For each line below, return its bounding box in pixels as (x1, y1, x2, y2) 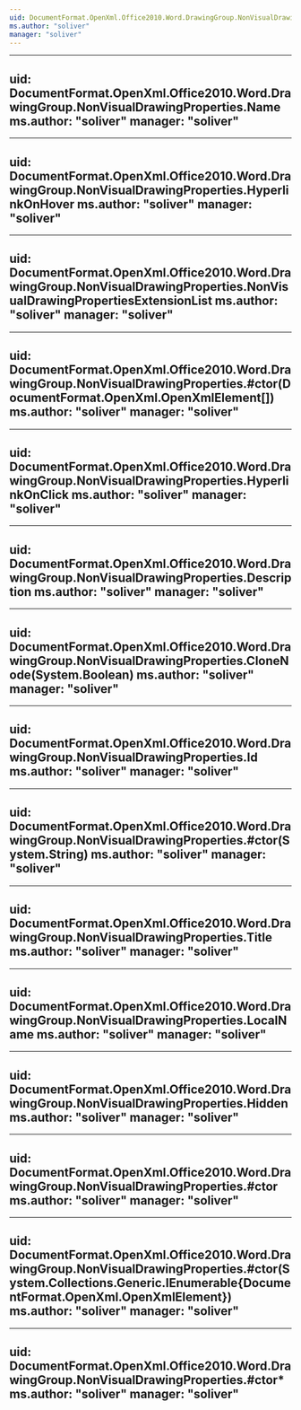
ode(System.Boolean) (9, 667, 134, 682)
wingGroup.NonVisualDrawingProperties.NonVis (9, 279, 289, 294)
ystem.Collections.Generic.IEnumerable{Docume (9, 1275, 291, 1291)
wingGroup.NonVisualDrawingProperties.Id (9, 750, 258, 766)
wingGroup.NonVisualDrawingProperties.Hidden (9, 1096, 288, 1111)
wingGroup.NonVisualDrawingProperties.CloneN (9, 652, 289, 669)
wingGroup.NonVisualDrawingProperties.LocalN (9, 1012, 288, 1028)
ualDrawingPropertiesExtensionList (9, 293, 213, 309)
